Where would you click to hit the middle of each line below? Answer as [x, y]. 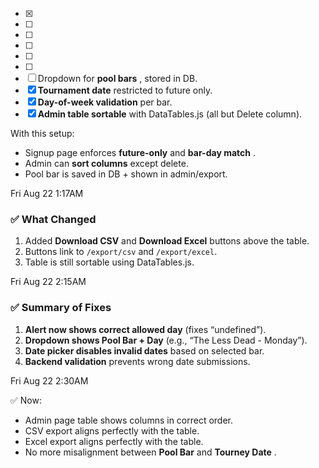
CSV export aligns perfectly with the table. [112, 430]
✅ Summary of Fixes [61, 308]
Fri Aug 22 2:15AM [48, 282]
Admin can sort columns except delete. [106, 163]
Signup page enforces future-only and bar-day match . [140, 152]
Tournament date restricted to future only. [125, 90]
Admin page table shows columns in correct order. [129, 420]
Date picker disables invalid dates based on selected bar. [144, 350]
